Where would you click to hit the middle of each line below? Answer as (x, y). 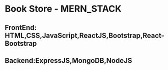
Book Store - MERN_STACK (63, 9)
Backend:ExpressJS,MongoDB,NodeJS (68, 61)
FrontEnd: (21, 28)
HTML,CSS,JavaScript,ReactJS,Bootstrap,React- (85, 35)
